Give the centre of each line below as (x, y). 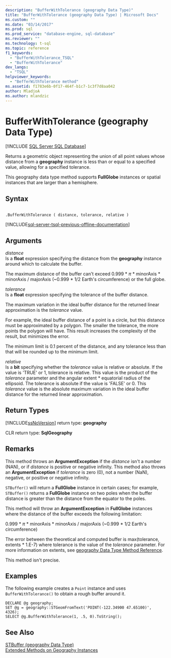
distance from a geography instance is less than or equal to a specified (80, 162)
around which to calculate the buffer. (44, 264)
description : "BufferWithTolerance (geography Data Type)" (69, 10)
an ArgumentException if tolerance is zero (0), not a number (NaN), (77, 472)
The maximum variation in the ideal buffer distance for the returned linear (82, 304)
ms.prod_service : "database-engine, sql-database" (60, 34)
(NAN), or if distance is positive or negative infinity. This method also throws (86, 467)
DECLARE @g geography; (29, 603)
